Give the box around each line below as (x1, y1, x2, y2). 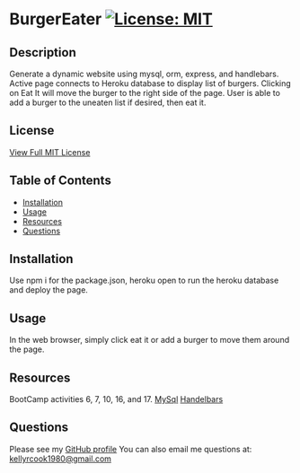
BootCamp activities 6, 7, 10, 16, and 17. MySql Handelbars (9, 394, 224, 405)
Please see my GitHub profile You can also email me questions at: (9, 443, 252, 454)
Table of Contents (9, 173, 112, 188)
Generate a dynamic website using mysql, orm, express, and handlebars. (9, 68, 279, 79)
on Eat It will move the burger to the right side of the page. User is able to (9, 88, 281, 98)
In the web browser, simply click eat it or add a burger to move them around (9, 335, 290, 346)
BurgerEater (9, 9, 102, 30)
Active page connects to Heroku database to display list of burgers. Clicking (9, 78, 292, 89)
